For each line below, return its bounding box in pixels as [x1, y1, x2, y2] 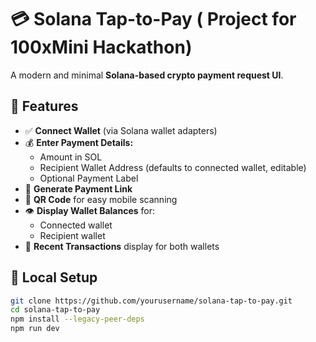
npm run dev [10, 324, 60, 334]
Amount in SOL [39, 151, 103, 163]
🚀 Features [10, 98, 79, 115]
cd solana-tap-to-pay [10, 305, 101, 315]
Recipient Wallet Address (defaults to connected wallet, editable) [39, 161, 307, 173]
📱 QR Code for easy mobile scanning [24, 193, 178, 205]
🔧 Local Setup [10, 269, 98, 286]
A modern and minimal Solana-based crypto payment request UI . [10, 69, 284, 81]
